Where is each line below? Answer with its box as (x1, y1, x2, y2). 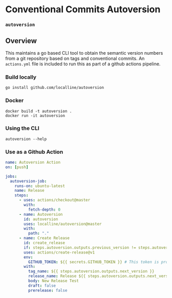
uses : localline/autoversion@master (24, 221, 102, 226)
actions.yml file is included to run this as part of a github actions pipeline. (5, 60, 161, 67)
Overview (5, 36, 37, 45)
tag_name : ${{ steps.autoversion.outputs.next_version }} (28, 269, 155, 274)
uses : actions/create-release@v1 (24, 249, 95, 255)
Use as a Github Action (5, 148, 63, 155)
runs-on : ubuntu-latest (14, 183, 66, 189)
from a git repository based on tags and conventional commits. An (5, 55, 145, 61)
